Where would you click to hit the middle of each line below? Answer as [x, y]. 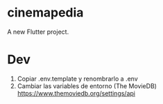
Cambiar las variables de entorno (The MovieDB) [87, 86]
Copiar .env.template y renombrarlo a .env [78, 79]
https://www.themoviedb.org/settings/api [76, 93]
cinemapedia [45, 13]
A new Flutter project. [38, 32]
